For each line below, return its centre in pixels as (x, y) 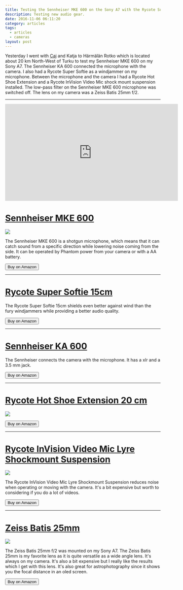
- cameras (19, 37)
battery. (13, 257)
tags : (11, 28)
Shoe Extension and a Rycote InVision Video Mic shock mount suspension (80, 82)
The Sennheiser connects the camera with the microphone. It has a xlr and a (83, 360)
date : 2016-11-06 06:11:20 (33, 19)
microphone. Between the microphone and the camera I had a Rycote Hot (80, 76)
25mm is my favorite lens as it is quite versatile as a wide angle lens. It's (78, 556)
